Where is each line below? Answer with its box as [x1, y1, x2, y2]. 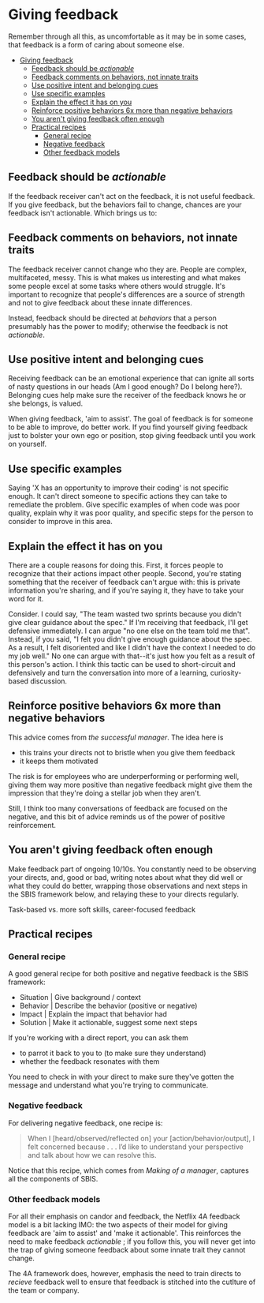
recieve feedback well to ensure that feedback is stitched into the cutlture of [8, 1277, 256, 1286]
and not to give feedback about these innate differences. [8, 298, 193, 307]
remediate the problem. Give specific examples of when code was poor [8, 500, 240, 510]
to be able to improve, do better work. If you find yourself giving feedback [8, 422, 248, 432]
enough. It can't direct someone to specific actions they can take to [8, 492, 228, 501]
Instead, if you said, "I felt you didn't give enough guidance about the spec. [8, 635, 252, 644]
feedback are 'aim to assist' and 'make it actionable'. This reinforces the [8, 1228, 242, 1237]
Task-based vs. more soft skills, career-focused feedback [8, 904, 195, 914]
